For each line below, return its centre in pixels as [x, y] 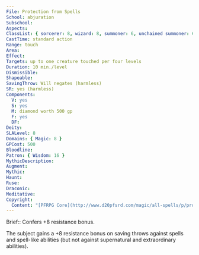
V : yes [20, 100]
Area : [13, 51]
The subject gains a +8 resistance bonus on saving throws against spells [95, 234]
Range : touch [22, 45]
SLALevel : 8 [21, 133]
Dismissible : [22, 73]
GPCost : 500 [21, 144]
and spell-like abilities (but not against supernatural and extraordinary [91, 240]
